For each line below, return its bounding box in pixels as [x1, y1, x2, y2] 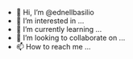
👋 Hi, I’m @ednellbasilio [15, 8, 95, 17]
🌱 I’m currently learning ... [15, 25, 102, 33]
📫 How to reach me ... [15, 42, 91, 51]
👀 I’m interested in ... [15, 16, 85, 26]
